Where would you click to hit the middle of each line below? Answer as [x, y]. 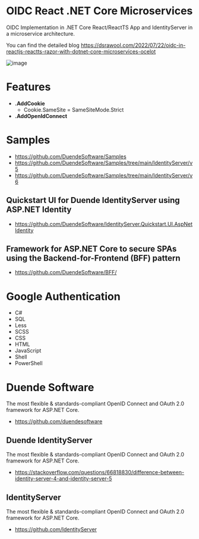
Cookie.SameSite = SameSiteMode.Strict [74, 110]
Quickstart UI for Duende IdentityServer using [93, 200]
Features [29, 87]
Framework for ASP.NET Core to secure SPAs [91, 249]
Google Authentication [63, 297]
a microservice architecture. [41, 33]
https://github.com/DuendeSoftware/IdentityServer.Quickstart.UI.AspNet [104, 224]
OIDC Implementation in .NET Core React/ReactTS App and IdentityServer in [99, 27]
